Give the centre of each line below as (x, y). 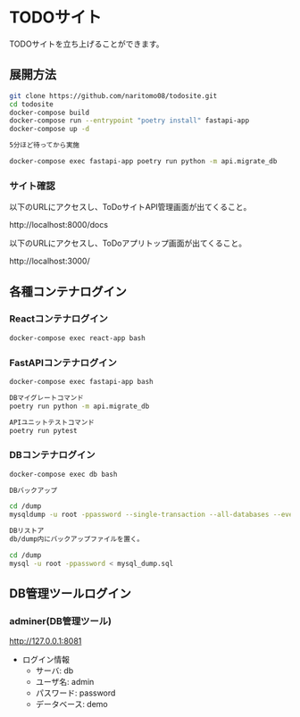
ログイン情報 (46, 660)
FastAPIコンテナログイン (63, 363)
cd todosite (31, 104)
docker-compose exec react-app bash (77, 338)
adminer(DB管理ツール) (60, 621)
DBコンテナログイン (52, 455)
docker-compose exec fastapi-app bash (81, 382)
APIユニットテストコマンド (52, 422)
